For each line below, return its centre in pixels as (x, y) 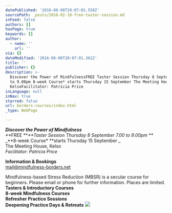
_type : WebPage (21, 111)
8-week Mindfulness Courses (38, 193)
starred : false (21, 101)
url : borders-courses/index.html (41, 106)
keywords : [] (19, 34)
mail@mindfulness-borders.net (38, 167)
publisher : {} (20, 67)
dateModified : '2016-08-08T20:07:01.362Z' (51, 58)
